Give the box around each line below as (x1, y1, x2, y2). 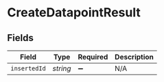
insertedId (10, 65, 46, 72)
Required (78, 53, 108, 61)
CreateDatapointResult (7, 5, 141, 20)
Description (114, 53, 154, 61)
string (52, 64, 71, 73)
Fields (7, 32, 34, 44)
